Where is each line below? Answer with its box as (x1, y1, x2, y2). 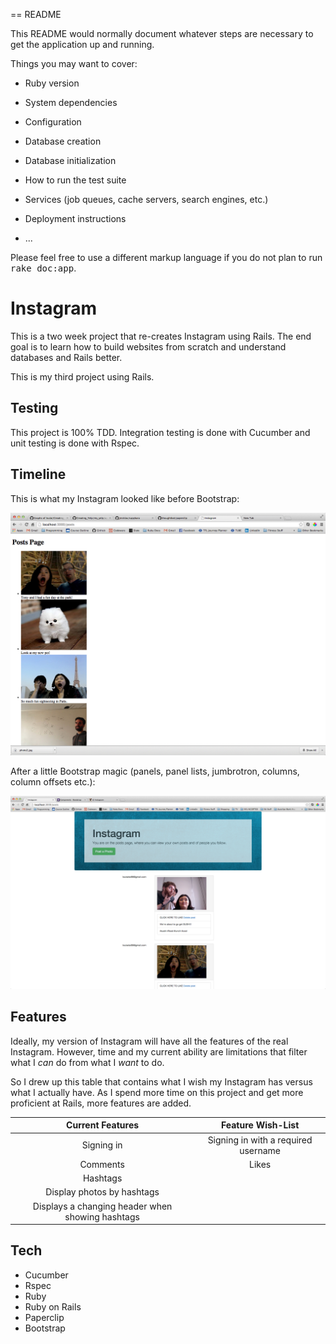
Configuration (24, 116, 82, 128)
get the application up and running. (10, 39, 155, 50)
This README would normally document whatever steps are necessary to (10, 28, 314, 39)
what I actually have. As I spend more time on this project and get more (10, 1086, 304, 1098)
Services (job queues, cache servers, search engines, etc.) (24, 194, 269, 205)
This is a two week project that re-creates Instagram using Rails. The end (10, 330, 312, 342)
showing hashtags (64, 1210, 140, 1223)
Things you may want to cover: (10, 58, 138, 69)
